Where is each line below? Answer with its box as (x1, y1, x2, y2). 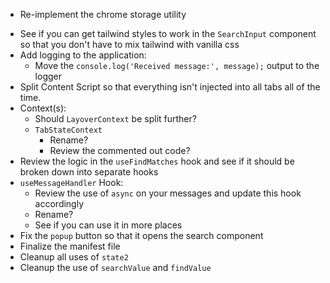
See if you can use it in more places (34, 219, 183, 231)
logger (34, 70, 62, 82)
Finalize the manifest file (19, 240, 121, 252)
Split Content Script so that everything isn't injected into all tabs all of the (19, 81, 321, 93)
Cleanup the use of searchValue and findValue (19, 262, 212, 273)
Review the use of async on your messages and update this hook (34, 187, 302, 199)
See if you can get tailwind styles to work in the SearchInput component (19, 28, 317, 39)
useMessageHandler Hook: (19, 177, 124, 188)
